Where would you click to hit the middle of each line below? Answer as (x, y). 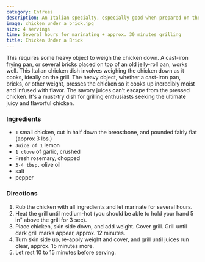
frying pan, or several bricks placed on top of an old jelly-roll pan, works (97, 64)
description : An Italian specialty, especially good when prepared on (98, 18)
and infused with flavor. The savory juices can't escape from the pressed (98, 90)
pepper (24, 178)
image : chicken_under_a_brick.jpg (50, 23)
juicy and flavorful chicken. (40, 103)
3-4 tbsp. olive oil (38, 165)
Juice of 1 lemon (37, 145)
